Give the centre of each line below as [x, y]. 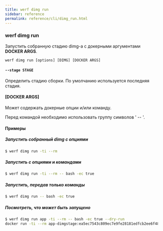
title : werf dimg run [27, 9]
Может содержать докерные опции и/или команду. [58, 108]
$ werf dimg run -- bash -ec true [40, 197]
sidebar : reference [25, 14]
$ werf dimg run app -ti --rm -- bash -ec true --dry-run [65, 219]
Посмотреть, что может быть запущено [48, 207]
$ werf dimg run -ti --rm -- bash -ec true [50, 174]
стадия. [13, 86]
